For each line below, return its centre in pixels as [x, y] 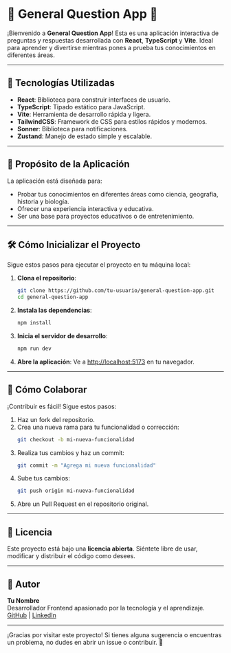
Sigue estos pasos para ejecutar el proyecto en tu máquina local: [99, 265]
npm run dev [34, 348]
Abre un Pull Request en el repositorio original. [83, 504]
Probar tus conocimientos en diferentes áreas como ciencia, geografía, [118, 194]
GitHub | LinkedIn [32, 615]
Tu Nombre [23, 600]
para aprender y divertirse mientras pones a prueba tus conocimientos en [111, 47]
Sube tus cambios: [43, 478]
